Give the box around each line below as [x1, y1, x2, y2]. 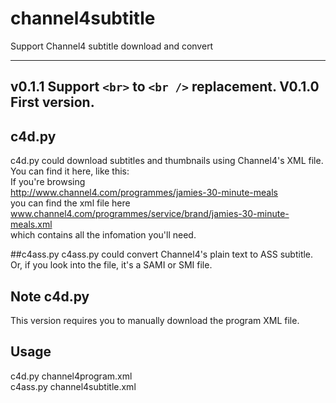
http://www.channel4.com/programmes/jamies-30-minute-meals [10, 187, 279, 199]
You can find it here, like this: [10, 165, 130, 177]
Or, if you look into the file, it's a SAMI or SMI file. [10, 259, 213, 271]
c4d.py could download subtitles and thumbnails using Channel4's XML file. [10, 155, 324, 167]
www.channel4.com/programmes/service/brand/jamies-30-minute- [10, 208, 290, 220]
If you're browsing [10, 176, 86, 188]
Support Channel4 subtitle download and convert [10, 40, 214, 52]
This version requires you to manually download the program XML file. [10, 314, 300, 326]
